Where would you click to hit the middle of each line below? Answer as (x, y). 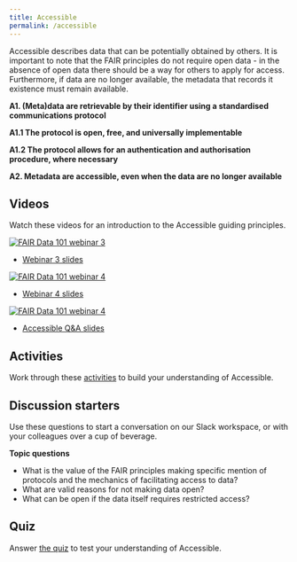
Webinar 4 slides (53, 294)
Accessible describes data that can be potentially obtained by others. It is (143, 51)
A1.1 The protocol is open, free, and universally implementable (126, 132)
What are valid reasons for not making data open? (113, 489)
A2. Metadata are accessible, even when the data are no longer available (145, 176)
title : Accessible (43, 17)
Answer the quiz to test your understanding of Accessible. (115, 548)
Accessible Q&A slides (63, 328)
